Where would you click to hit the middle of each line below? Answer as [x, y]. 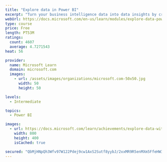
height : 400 [26, 138]
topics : [13, 111]
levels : [13, 97]
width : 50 [28, 83]
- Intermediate [25, 102]
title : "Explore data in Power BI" [42, 10]
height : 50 [30, 88]
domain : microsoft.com [33, 70]
